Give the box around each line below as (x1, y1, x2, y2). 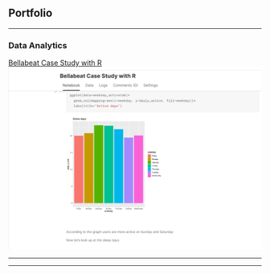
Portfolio (8, 6, 53, 20)
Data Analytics (8, 39, 67, 51)
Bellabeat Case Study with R (8, 58, 102, 67)
